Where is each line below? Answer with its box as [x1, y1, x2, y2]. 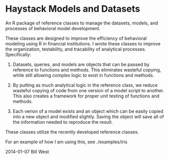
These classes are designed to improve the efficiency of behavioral [5, 35, 147, 41]
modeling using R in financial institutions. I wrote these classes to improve [5, 40, 161, 46]
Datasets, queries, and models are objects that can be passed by [12, 61, 150, 67]
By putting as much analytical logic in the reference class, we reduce [12, 82, 158, 88]
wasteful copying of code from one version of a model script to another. [12, 87, 164, 93]
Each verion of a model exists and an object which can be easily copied [12, 108, 163, 114]
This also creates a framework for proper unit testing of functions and [12, 93, 160, 99]
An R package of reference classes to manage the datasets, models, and [5, 20, 158, 26]
